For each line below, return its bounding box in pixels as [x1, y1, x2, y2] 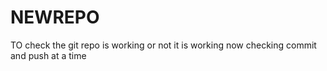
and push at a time [10, 49, 87, 61]
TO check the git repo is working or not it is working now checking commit [10, 39, 317, 51]
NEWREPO [10, 6, 100, 29]
